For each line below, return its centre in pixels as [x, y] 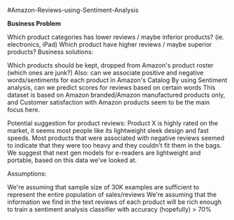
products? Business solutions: [50, 52]
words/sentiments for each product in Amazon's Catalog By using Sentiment [117, 80]
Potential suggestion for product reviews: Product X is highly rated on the [113, 123]
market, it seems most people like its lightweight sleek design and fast [108, 131]
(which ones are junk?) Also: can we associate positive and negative [105, 73]
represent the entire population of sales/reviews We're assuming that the [112, 195]
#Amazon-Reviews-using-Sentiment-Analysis [73, 10]
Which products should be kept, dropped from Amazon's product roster [111, 65]
